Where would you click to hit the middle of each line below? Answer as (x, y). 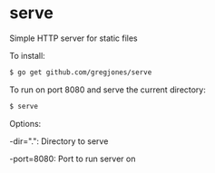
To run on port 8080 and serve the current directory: (108, 90)
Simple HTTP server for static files (73, 38)
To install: (27, 55)
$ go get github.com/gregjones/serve (81, 72)
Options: (25, 123)
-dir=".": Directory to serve (59, 141)
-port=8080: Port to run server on (73, 159)
